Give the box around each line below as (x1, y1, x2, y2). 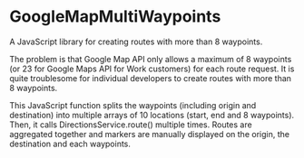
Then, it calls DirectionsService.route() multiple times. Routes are (9, 119, 252, 130)
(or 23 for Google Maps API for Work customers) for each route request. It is (9, 63, 295, 74)
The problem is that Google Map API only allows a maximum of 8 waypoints (9, 53, 292, 64)
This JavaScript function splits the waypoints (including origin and (9, 99, 257, 110)
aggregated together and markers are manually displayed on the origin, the (9, 128, 290, 139)
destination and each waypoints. (9, 138, 132, 149)
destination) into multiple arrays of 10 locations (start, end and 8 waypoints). (9, 109, 295, 120)
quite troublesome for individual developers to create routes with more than (9, 72, 292, 83)
